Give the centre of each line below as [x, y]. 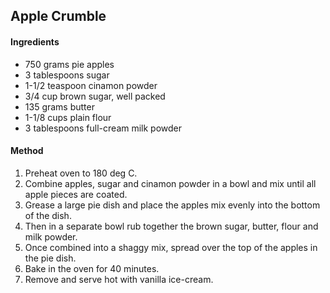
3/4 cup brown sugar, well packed [95, 96]
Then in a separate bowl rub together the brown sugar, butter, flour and [171, 226]
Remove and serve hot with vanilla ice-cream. [119, 279]
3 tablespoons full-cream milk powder [103, 128]
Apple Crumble [58, 16]
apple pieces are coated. [76, 194]
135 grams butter [59, 106]
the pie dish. [50, 258]
